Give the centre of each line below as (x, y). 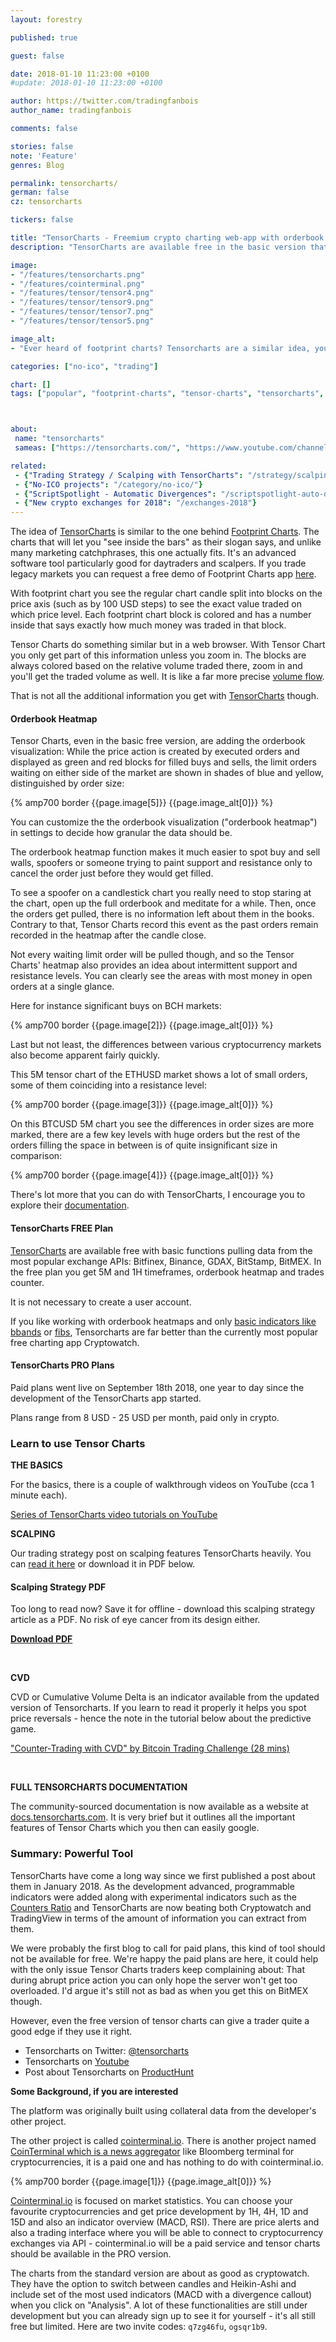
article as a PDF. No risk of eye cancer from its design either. (135, 1620)
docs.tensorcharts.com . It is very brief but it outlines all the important (153, 1817)
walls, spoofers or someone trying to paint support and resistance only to (161, 863)
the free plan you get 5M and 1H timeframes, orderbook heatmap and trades (167, 1272)
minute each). (39, 1495)
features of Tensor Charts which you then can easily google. (135, 1828)
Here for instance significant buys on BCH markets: (116, 1006)
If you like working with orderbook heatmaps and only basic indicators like (163, 1321)
